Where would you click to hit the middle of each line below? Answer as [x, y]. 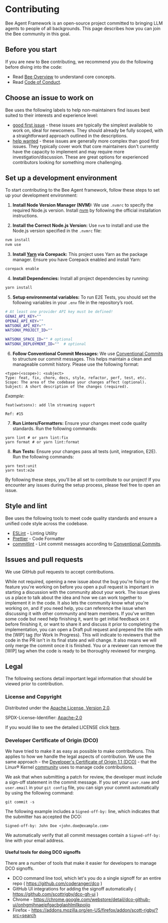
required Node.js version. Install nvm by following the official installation [87, 210]
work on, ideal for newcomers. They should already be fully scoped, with [88, 130]
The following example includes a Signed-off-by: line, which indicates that [82, 812]
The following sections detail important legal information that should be [79, 679]
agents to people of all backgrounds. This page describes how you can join [83, 28]
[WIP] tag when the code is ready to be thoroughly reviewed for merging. [81, 651]
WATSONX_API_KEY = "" [26, 326]
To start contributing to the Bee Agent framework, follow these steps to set [82, 190]
